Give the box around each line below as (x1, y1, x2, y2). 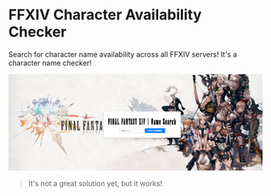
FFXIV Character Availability (8, 6, 202, 24)
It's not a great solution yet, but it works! (27, 178, 163, 188)
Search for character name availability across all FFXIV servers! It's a (8, 49, 238, 59)
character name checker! (8, 58, 92, 68)
